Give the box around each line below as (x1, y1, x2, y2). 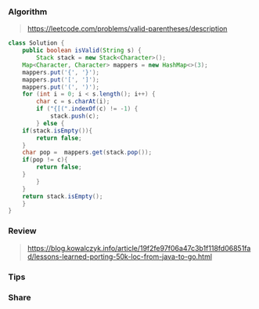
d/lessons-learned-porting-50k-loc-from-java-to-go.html (27, 252, 213, 261)
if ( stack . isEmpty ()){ (22, 126, 92, 135)
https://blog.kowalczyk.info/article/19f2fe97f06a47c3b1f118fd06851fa (27, 243, 251, 253)
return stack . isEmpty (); (22, 192, 103, 200)
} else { (36, 119, 65, 127)
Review (8, 226, 37, 237)
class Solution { (8, 39, 65, 47)
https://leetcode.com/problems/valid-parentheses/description (27, 24, 228, 34)
